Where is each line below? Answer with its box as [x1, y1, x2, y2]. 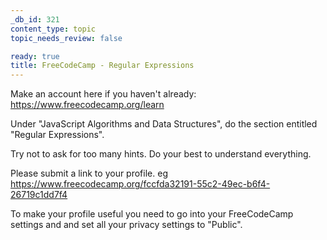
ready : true [10, 51, 60, 61]
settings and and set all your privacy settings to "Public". [10, 219, 243, 231]
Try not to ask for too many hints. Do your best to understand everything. [10, 148, 312, 160]
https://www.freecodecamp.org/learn [10, 99, 165, 111]
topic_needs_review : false [10, 33, 123, 43]
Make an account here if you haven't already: [10, 88, 197, 100]
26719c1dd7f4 [10, 189, 68, 201]
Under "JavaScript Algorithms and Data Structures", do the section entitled [10, 118, 318, 130]
